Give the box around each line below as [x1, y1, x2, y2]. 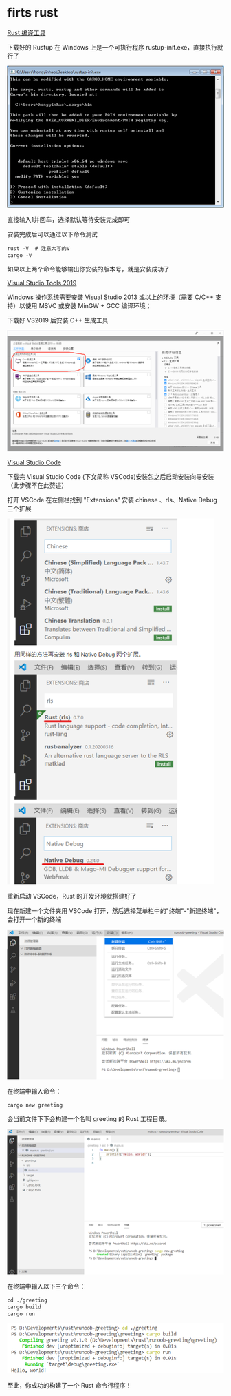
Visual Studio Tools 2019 [7, 278, 77, 287]
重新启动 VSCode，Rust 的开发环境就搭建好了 [7, 892, 137, 901]
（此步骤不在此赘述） [7, 481, 67, 490]
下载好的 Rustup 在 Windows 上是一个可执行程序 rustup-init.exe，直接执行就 [7, 43, 223, 51]
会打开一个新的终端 [7, 915, 62, 924]
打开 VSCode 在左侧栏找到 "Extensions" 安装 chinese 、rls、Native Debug [7, 496, 218, 504]
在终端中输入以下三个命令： [7, 1282, 86, 1290]
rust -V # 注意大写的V [7, 245, 70, 252]
